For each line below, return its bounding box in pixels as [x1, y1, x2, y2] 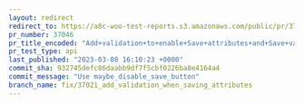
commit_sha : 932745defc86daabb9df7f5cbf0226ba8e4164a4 [8, 64, 221, 73]
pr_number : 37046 [8, 30, 74, 39]
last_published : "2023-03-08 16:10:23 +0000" [8, 55, 183, 64]
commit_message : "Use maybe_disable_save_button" [8, 72, 201, 81]
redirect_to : [8, 22, 58, 31]
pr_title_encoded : [8, 38, 78, 48]
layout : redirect [8, 13, 74, 23]
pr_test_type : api [8, 47, 78, 56]
